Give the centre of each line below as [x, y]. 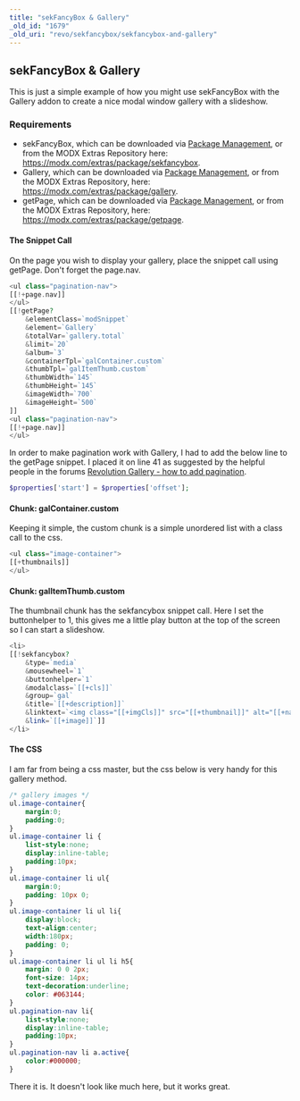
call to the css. [36, 538]
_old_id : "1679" [39, 26]
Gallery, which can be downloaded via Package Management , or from [150, 172]
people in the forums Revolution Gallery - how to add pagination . [128, 472]
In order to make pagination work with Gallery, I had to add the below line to [148, 453]
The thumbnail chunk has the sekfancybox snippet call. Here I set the [137, 611]
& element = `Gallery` [62, 328]
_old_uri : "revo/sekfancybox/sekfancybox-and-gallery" [113, 34]
